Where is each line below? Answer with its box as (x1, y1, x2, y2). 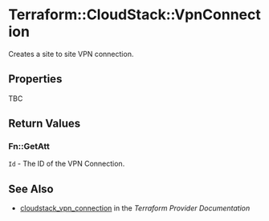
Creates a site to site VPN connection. (8, 49, 134, 58)
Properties (8, 72, 63, 86)
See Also (8, 182, 54, 195)
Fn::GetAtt (8, 141, 50, 152)
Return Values (8, 117, 81, 131)
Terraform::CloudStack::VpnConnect (8, 6, 261, 24)
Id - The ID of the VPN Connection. (8, 159, 125, 169)
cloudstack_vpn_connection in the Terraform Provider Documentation (19, 203, 251, 213)
